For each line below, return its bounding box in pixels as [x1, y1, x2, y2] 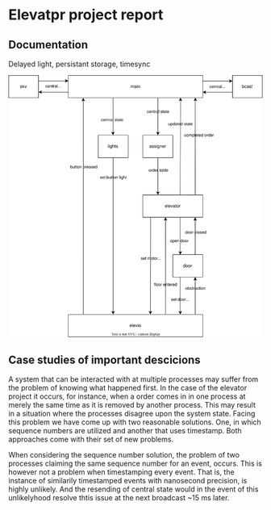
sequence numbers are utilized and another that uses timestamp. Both [8, 426, 242, 436]
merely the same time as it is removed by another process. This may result [8, 400, 256, 410]
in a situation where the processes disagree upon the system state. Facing [8, 409, 256, 419]
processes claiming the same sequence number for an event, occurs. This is [8, 458, 262, 469]
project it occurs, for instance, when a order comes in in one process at [8, 391, 246, 401]
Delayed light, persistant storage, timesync [8, 59, 151, 69]
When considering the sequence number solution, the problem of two [8, 450, 240, 460]
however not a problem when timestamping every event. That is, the [8, 467, 236, 477]
